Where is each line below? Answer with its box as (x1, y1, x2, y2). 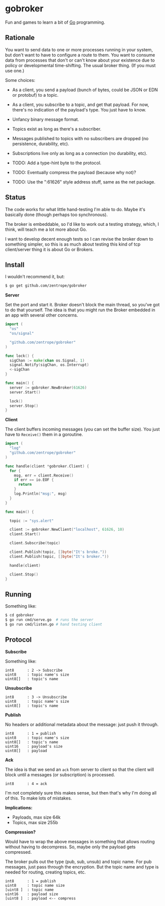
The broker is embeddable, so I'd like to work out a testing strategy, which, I (5, 221, 159, 227)
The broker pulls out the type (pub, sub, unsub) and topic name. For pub (5, 859, 152, 865)
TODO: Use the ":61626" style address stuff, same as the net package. (12, 179, 156, 185)
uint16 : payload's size (5, 744, 63, 749)
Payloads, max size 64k (12, 814, 61, 820)
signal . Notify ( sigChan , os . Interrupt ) (9, 362, 90, 367)
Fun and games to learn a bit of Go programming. (5, 19, 105, 25)
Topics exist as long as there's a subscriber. (12, 126, 102, 132)
